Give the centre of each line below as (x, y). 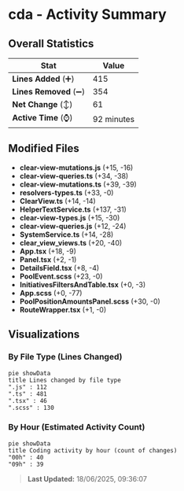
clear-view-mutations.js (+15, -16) (76, 168)
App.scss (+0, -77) (51, 293)
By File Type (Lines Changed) (65, 357)
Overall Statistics (51, 44)
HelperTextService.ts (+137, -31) (73, 209)
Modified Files (44, 148)
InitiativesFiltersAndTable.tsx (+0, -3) (83, 284)
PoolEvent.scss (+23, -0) (61, 276)
